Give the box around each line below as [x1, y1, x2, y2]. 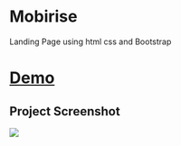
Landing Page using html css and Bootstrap [9, 36, 172, 47]
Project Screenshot [9, 104, 120, 119]
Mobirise [9, 6, 78, 27]
